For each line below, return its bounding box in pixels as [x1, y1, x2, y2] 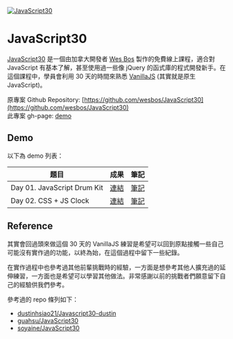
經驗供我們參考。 [19, 280, 68, 288]
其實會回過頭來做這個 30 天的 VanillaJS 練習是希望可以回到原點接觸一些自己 [7, 240, 224, 248]
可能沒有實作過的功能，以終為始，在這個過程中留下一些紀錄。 [7, 248, 184, 256]
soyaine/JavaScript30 [17, 324, 80, 332]
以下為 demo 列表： [7, 151, 64, 160]
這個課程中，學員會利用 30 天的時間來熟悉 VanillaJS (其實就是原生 [7, 72, 196, 80]
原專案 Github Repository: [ [7, 95, 85, 104]
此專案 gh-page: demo [7, 111, 71, 119]
